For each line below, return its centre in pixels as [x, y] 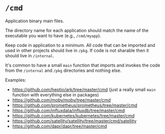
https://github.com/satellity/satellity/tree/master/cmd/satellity [74, 121]
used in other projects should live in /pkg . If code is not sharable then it [77, 50]
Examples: [16, 80]
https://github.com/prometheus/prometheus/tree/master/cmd [75, 105]
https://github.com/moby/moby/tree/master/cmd [61, 100]
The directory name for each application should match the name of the [77, 30]
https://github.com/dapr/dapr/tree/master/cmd [60, 126]
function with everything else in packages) [55, 95]
